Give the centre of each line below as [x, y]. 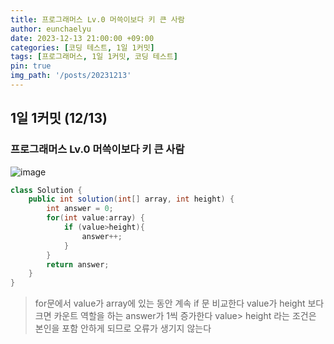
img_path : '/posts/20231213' [71, 76]
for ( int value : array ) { [95, 218]
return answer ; [78, 264]
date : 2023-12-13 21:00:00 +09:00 [82, 38]
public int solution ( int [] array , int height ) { [131, 199]
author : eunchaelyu [51, 29]
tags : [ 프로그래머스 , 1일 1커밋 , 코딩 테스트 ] [94, 57]
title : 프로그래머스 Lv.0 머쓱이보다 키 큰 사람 [97, 19]
